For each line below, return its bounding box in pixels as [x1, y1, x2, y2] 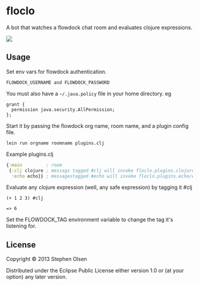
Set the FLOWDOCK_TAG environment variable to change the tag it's [6, 216, 174, 224]
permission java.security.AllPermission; [11, 106, 115, 112]
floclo [6, 4, 36, 18]
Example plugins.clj [6, 150, 53, 158]
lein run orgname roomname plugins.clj [6, 140, 105, 146]
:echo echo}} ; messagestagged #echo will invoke [11, 173, 136, 179]
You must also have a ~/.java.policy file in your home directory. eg [6, 90, 172, 97]
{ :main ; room [6, 162, 62, 168]
